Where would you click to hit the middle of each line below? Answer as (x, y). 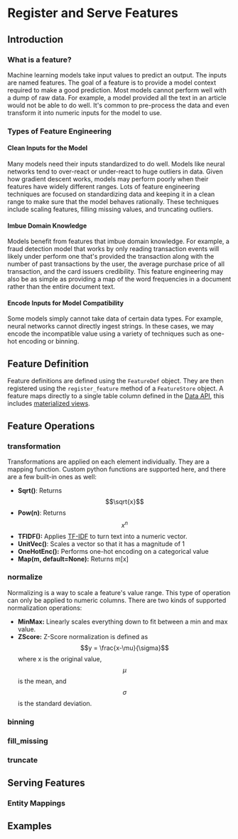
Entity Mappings (37, 803)
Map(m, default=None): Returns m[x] (73, 559)
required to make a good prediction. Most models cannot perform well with (117, 90)
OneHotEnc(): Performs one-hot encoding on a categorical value (113, 551)
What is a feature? (40, 60)
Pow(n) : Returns (42, 513)
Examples (29, 826)
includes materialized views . (49, 404)
